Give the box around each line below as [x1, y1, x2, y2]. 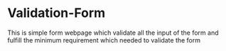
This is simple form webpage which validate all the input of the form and [7, 28, 219, 37]
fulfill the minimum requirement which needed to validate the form [7, 35, 201, 44]
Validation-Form [7, 5, 106, 21]
